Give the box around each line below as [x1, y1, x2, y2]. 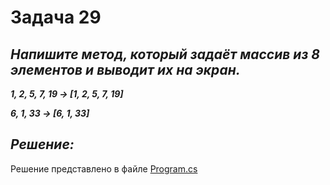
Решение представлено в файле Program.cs [10, 162, 198, 175]
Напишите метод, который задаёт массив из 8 [10, 46, 320, 63]
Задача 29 [10, 6, 102, 29]
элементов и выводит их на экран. [10, 61, 241, 78]
